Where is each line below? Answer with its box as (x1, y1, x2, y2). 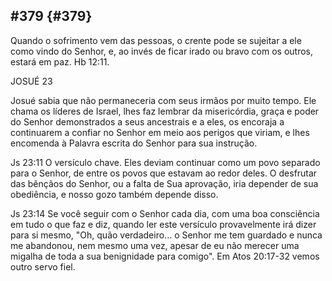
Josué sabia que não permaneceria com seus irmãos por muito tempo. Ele (10, 94, 317, 106)
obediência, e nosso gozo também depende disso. (10, 188, 219, 200)
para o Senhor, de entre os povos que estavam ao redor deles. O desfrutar (10, 167, 318, 179)
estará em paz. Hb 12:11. (10, 55, 110, 68)
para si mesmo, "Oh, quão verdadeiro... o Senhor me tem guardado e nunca (10, 229, 323, 241)
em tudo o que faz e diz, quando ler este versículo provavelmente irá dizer (10, 218, 317, 230)
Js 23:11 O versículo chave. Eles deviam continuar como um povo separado (10, 156, 321, 168)
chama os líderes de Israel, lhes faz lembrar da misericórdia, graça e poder (10, 105, 320, 117)
